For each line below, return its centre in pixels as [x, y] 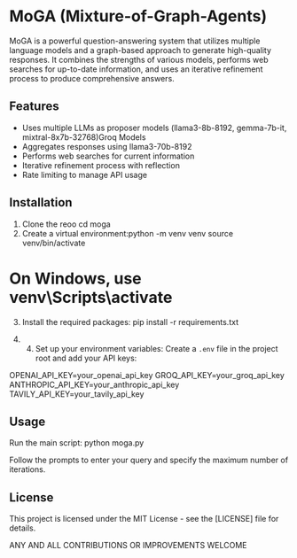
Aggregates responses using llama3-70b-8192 [107, 146]
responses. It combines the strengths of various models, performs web [139, 59]
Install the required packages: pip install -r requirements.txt [130, 322]
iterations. [27, 469]
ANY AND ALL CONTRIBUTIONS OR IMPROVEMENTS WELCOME [128, 546]
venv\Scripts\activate [91, 297]
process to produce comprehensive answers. [92, 78]
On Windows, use [75, 279]
